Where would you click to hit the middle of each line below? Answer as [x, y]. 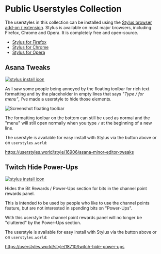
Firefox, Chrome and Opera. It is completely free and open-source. [72, 32]
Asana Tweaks [28, 68]
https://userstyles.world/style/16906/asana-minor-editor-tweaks [70, 152]
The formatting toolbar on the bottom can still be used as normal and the [78, 118]
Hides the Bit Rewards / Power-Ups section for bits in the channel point [76, 188]
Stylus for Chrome [30, 47]
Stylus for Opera [28, 52]
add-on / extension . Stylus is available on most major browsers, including [78, 27]
